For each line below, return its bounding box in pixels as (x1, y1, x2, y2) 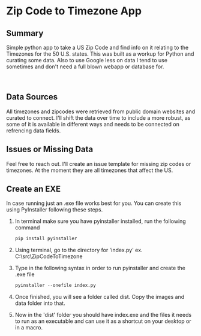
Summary (6, 28, 44, 38)
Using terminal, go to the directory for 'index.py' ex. (14, 247, 143, 254)
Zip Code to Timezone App (6, 4, 142, 18)
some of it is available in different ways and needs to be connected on (6, 120, 180, 128)
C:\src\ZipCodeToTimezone (14, 253, 83, 260)
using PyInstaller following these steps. (6, 206, 103, 213)
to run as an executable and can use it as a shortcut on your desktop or (14, 317, 191, 325)
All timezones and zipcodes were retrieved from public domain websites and (6, 108, 196, 115)
